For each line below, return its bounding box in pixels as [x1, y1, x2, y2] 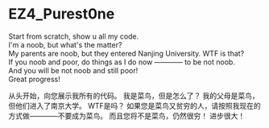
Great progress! [8, 74, 60, 84]
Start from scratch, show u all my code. [8, 31, 139, 41]
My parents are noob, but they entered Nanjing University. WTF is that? [8, 48, 245, 58]
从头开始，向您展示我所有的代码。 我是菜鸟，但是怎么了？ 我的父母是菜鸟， [8, 90, 259, 101]
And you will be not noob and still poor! [8, 65, 139, 75]
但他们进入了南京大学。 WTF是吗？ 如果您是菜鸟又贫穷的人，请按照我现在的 [8, 101, 261, 110]
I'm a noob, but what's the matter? [8, 39, 122, 49]
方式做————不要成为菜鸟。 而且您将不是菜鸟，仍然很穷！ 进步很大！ [8, 110, 246, 121]
